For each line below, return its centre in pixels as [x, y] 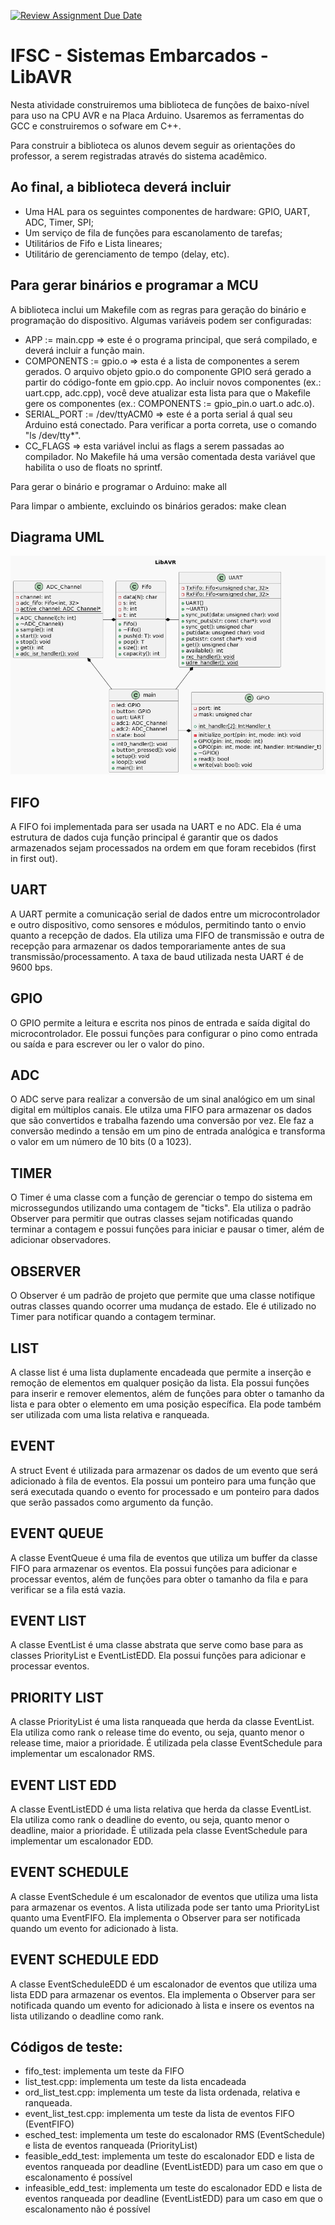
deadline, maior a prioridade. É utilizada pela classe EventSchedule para [159, 1830]
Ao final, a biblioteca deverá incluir [121, 187]
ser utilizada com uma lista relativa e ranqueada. [110, 1414]
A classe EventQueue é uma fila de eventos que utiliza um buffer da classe [164, 1557]
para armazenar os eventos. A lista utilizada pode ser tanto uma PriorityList [165, 1907]
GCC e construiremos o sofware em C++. [96, 126]
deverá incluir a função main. [84, 350]
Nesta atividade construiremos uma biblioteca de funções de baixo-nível [160, 104]
